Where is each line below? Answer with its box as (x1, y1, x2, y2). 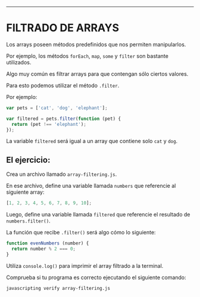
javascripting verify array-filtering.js (6, 285, 111, 291)
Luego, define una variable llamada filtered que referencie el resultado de (6, 211, 190, 218)
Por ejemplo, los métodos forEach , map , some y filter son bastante (6, 52, 168, 60)
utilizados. (6, 58, 32, 66)
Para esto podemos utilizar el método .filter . (6, 82, 120, 89)
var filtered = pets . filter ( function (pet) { (6, 116, 121, 122)
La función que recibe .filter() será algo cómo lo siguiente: (6, 229, 156, 236)
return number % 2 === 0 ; (11, 246, 76, 252)
